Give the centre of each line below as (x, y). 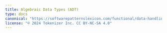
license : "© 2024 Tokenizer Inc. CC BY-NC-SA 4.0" (59, 23)
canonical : (16, 18)
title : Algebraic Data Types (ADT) (42, 9)
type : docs (16, 14)
